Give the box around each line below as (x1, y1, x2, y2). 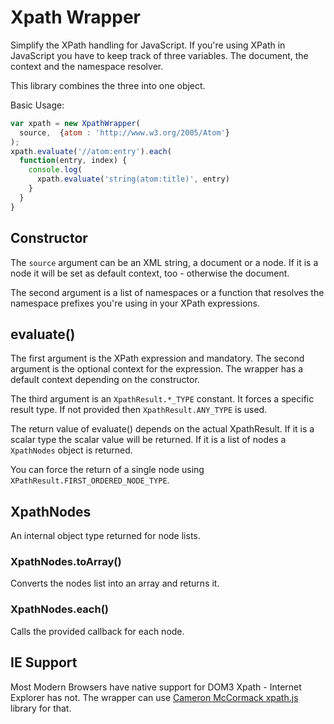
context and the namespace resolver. (10, 60, 164, 72)
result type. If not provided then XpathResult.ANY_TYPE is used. (10, 404, 268, 416)
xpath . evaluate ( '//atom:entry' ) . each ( (10, 146, 172, 156)
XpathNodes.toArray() (10, 555, 122, 569)
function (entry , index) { (19, 156, 128, 166)
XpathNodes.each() (10, 602, 109, 616)
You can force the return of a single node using (10, 464, 205, 476)
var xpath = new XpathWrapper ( (10, 118, 141, 128)
